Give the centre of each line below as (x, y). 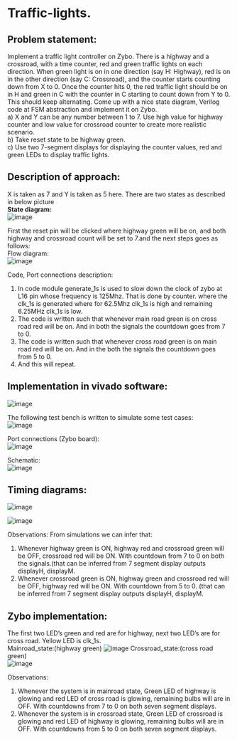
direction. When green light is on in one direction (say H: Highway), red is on (119, 72)
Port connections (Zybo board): (53, 438)
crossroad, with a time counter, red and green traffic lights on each (105, 64)
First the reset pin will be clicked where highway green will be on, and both (117, 231)
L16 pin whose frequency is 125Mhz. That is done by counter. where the (123, 296)
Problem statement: (52, 39)
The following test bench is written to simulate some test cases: (100, 417)
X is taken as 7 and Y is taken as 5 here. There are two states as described (116, 194)
